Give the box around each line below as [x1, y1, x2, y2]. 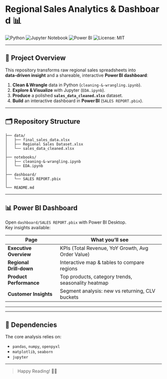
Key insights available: [5, 225, 51, 231]
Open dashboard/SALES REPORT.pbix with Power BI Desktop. [5, 219, 127, 225]
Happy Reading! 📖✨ [17, 368, 57, 374]
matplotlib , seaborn [12, 349, 53, 355]
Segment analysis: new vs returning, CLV [60, 288, 156, 295]
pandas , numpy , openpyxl [12, 343, 60, 349]
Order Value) [60, 251, 90, 258]
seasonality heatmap [60, 279, 109, 286]
